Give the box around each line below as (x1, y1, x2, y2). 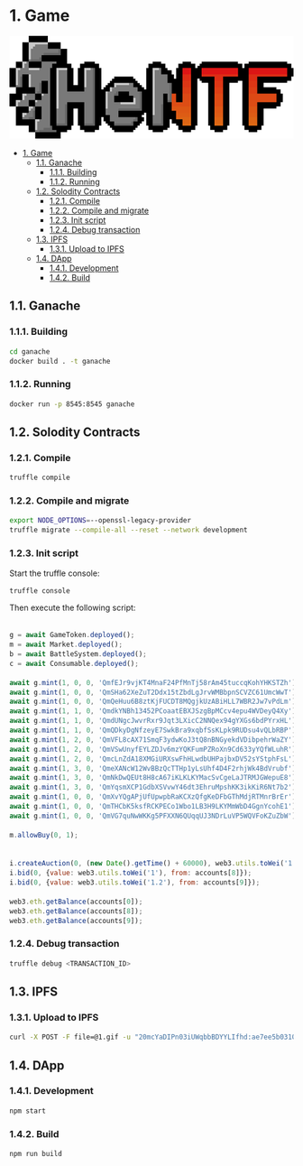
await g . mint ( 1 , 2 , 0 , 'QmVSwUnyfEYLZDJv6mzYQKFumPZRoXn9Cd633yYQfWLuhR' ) (9, 745, 297, 754)
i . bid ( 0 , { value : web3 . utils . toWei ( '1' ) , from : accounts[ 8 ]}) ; (9, 868, 252, 878)
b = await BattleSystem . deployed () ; (9, 650, 147, 659)
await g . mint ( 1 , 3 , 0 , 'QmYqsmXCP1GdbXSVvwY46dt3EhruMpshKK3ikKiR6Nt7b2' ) (9, 782, 297, 792)
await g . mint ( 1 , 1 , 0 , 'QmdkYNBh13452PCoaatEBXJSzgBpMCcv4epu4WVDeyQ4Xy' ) (9, 707, 297, 716)
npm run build (9, 1149, 63, 1158)
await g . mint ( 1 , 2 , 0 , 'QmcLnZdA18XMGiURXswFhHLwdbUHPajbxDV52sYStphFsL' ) (9, 754, 297, 763)
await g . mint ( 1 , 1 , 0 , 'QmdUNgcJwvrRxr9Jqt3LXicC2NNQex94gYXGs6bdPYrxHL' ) (9, 717, 297, 726)
